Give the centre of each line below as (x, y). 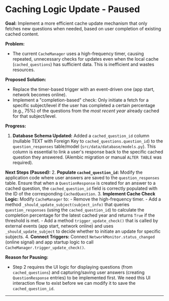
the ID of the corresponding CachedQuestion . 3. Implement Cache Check (80, 193)
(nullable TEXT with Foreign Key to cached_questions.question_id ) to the (88, 141)
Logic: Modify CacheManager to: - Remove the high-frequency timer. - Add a (83, 199)
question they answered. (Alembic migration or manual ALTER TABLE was (87, 157)
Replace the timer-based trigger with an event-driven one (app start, (83, 89)
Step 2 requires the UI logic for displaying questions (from (72, 267)
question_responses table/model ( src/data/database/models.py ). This (84, 146)
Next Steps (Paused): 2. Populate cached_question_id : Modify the (74, 172)
